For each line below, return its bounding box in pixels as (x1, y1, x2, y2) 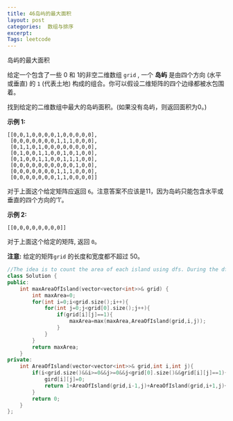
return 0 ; (32, 395, 60, 402)
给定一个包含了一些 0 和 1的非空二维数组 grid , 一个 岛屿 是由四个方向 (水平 (7, 71, 222, 79)
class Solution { (7, 272, 58, 279)
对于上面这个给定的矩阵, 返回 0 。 (7, 238, 101, 246)
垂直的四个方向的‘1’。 (7, 196, 68, 204)
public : (7, 279, 30, 286)
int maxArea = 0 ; (32, 292, 76, 299)
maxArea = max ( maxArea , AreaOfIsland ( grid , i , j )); (69, 317, 207, 325)
